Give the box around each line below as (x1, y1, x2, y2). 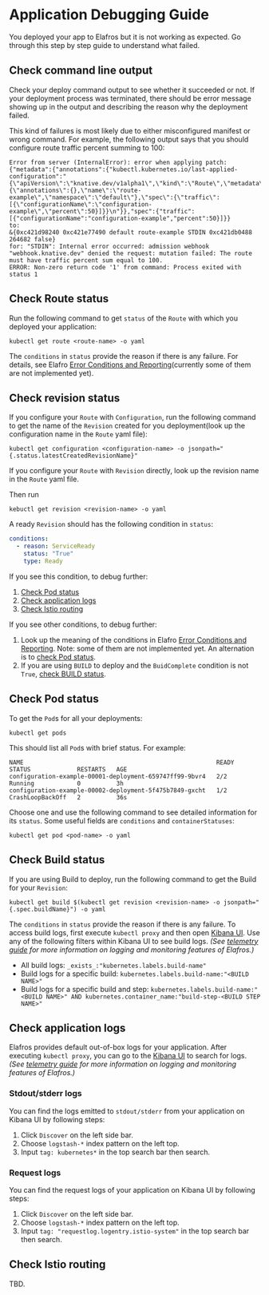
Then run (9, 490, 39, 500)
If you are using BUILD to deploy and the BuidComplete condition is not (20, 660, 249, 670)
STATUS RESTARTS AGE (9, 765, 128, 773)
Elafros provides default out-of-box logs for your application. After (9, 1042, 227, 1052)
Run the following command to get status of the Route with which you (9, 313, 239, 323)
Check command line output (9, 64, 153, 78)
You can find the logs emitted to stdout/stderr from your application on (9, 1106, 245, 1116)
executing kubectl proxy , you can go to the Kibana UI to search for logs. (9, 1051, 247, 1061)
